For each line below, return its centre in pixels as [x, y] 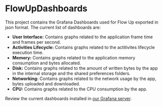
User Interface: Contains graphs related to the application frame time [82, 37]
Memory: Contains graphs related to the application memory [74, 57]
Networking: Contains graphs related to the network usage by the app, [84, 79]
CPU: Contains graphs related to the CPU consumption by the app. [80, 89]
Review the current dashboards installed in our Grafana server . [68, 98]
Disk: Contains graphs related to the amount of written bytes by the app [85, 68]
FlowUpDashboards [46, 9]
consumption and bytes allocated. [46, 63]
